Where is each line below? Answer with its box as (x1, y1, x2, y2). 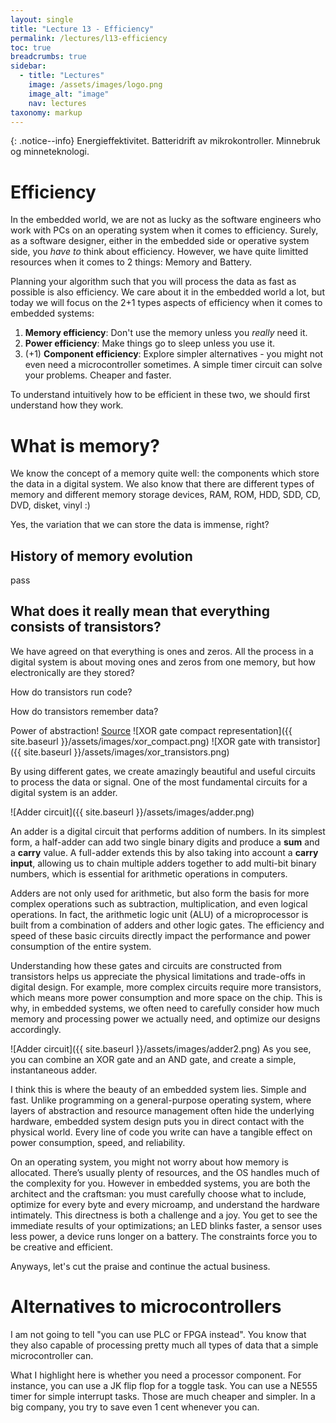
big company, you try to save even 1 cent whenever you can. (10, 1401, 260, 1413)
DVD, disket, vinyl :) (10, 499, 91, 511)
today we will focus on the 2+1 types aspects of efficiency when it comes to (10, 297, 323, 309)
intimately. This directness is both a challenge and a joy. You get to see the (10, 1209, 318, 1221)
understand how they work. (10, 399, 124, 411)
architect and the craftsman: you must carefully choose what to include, (10, 1187, 307, 1200)
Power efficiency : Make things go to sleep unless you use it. (24, 337, 276, 350)
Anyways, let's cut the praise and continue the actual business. (10, 1260, 271, 1272)
